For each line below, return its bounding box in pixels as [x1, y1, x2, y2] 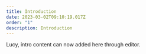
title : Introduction [6, 8, 57, 15]
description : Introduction [6, 25, 73, 31]
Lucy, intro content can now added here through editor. [6, 41, 141, 48]
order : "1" [6, 19, 33, 25]
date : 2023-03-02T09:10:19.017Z [6, 14, 86, 20]
